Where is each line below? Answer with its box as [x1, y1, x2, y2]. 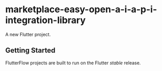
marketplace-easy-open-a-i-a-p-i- [5, 4, 157, 15]
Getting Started [5, 46, 56, 55]
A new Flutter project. [5, 31, 51, 37]
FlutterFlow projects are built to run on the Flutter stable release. [5, 60, 141, 66]
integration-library [5, 14, 86, 26]
